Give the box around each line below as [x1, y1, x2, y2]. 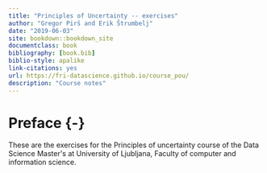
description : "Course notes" [8, 79, 106, 87]
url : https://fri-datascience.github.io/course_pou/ [8, 72, 190, 80]
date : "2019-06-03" [8, 27, 74, 35]
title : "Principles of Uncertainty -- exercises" [8, 11, 179, 20]
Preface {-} [8, 113, 86, 132]
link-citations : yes [8, 64, 78, 72]
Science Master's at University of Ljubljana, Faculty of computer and [8, 149, 236, 159]
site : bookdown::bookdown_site [8, 34, 114, 43]
